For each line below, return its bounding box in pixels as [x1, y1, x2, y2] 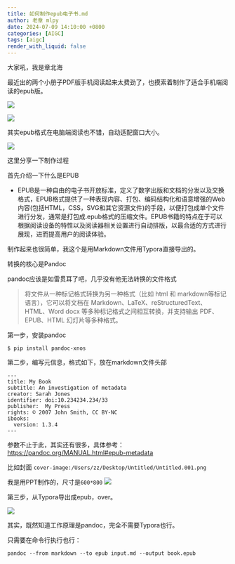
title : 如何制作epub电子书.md [7, 10, 88, 18]
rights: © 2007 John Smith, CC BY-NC [7, 409, 118, 416]
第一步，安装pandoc [7, 331, 67, 339]
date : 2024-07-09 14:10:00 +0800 [7, 23, 105, 30]
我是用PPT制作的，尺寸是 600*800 [7, 478, 103, 486]
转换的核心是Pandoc [7, 260, 67, 268]
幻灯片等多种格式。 [66, 316, 122, 324]
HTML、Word [24, 307, 65, 315]
